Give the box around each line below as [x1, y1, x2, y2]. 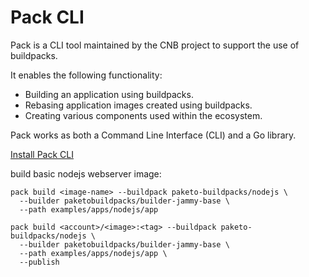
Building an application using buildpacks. [24, 88, 194, 100]
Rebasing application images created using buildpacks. [24, 99, 253, 111]
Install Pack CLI [10, 148, 74, 160]
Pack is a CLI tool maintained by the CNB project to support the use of [10, 39, 300, 51]
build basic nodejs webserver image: [10, 167, 162, 180]
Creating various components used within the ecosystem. [24, 109, 263, 121]
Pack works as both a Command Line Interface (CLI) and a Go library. [10, 129, 297, 141]
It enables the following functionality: [10, 69, 163, 81]
